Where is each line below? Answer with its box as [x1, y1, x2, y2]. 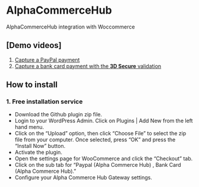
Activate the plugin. [14, 149, 63, 156]
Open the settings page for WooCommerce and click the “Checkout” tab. [14, 155, 193, 162]
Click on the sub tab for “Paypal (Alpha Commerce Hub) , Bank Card [14, 161, 182, 169]
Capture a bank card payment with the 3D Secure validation [14, 62, 162, 69]
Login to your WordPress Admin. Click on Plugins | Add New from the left [14, 117, 193, 125]
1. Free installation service [6, 97, 83, 106]
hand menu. [14, 123, 44, 131]
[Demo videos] [6, 40, 62, 50]
